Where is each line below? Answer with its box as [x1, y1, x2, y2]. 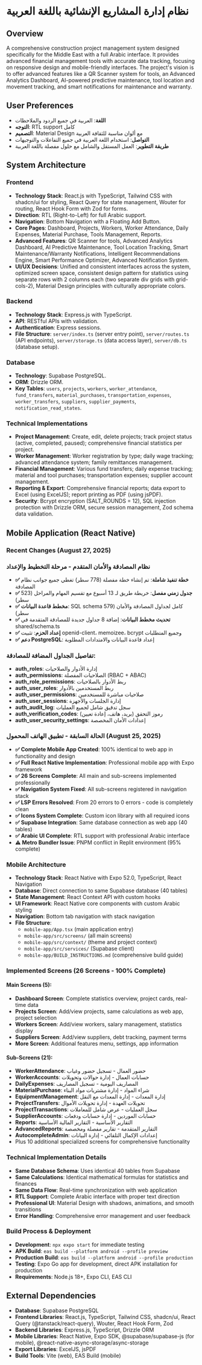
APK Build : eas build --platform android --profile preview [14, 1247, 168, 1255]
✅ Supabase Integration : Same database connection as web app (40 [14, 819, 188, 826]
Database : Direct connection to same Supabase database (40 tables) [14, 886, 188, 894]
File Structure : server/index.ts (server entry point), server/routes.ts [14, 330, 190, 337]
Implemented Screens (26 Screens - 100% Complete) [6, 966, 166, 975]
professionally [14, 779, 51, 786]
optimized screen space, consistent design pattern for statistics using [14, 269, 189, 276]
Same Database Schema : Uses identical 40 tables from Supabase [14, 1167, 180, 1174]
